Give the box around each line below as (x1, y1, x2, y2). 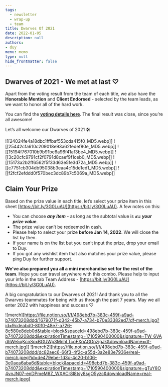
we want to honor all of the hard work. (5, 102, 84, 108)
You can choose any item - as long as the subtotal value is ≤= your (12, 213, 152, 219)
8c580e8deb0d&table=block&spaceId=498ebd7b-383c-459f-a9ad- (5, 328, 147, 334)
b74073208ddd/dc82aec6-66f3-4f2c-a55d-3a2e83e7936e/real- (5, 349, 140, 355)
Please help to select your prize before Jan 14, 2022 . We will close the (12, 229, 159, 235)
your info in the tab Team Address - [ (5, 276, 82, 282)
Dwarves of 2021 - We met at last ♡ (5, 77, 119, 86)
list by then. (12, 234, 37, 240)
